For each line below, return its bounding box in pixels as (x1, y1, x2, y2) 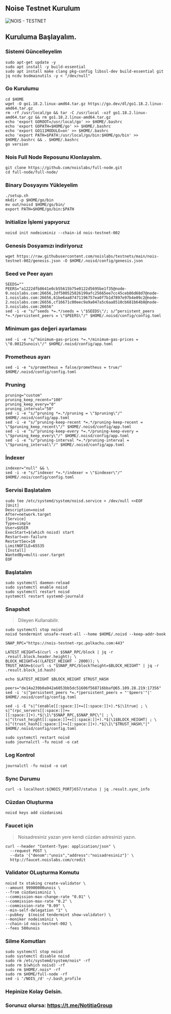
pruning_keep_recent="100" (5, 398, 63, 403)
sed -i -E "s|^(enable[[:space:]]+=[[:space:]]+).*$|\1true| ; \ (5, 704, 147, 709)
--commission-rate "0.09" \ (5, 903, 66, 908)
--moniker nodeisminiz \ (5, 916, 58, 922)
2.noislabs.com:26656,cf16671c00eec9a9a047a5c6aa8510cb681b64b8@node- (5, 300, 159, 305)
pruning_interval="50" (5, 406, 54, 411)
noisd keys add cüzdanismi (5, 810, 63, 816)
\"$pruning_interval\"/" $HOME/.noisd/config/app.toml (5, 442, 125, 447)
